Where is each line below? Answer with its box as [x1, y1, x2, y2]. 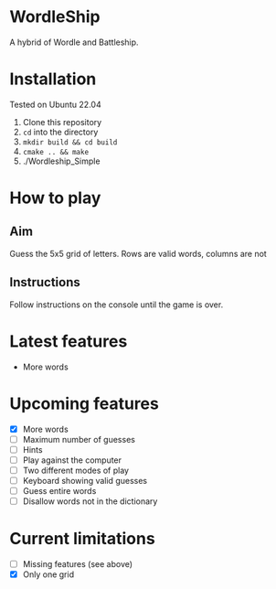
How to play [9, 187, 101, 209]
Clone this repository [22, 116, 102, 127]
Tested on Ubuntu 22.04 [9, 99, 102, 110]
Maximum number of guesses [22, 434, 135, 444]
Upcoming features [9, 393, 160, 413]
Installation [9, 69, 97, 90]
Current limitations [9, 529, 155, 550]
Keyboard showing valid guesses [22, 475, 148, 486]
